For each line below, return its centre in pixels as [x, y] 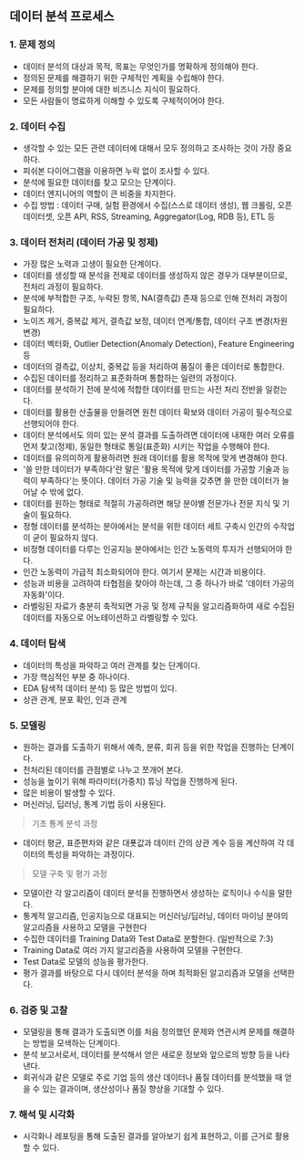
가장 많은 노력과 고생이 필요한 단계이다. [92, 264]
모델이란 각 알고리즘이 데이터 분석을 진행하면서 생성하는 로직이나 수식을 [149, 893]
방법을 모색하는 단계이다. [76, 1043]
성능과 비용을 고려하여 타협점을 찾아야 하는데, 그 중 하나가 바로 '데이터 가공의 [158, 583]
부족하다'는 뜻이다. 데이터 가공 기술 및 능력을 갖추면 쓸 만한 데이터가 [160, 481]
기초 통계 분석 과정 [65, 823]
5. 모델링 [28, 726]
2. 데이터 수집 [38, 126]
